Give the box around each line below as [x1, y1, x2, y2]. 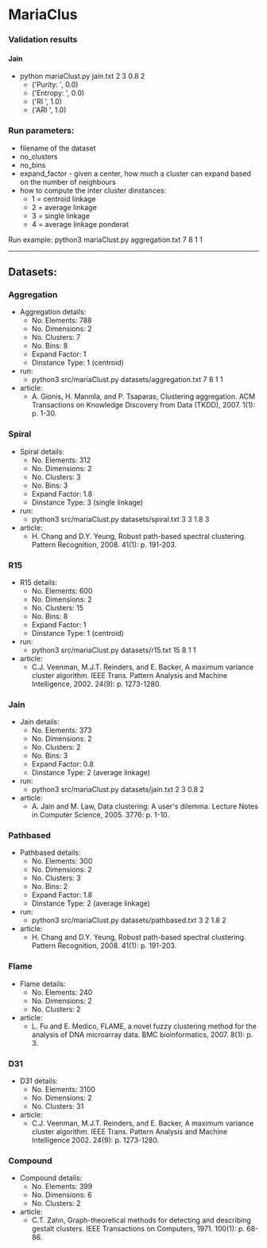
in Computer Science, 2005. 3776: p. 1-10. [31, 810, 169, 820]
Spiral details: [19, 447, 65, 456]
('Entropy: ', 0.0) [31, 88, 85, 98]
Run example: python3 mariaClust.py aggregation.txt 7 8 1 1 [8, 235, 203, 244]
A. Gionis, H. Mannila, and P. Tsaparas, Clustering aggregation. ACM [31, 392, 256, 401]
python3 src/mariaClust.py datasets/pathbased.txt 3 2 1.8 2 [31, 915, 226, 925]
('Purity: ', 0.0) [31, 80, 79, 89]
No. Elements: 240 [31, 987, 93, 996]
